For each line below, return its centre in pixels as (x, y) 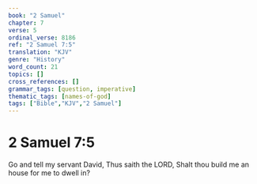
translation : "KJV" (40, 52)
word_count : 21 (33, 67)
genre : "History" (37, 60)
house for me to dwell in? (49, 173)
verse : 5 (23, 30)
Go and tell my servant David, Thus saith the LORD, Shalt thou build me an (129, 165)
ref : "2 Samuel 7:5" (42, 45)
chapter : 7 (26, 23)
